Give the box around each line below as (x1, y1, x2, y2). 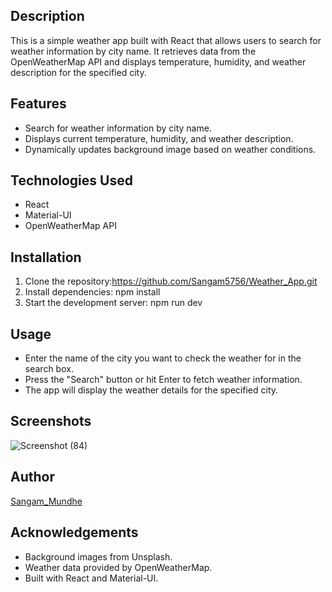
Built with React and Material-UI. (24, 572, 159, 584)
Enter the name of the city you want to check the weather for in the (24, 352, 302, 364)
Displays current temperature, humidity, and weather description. (24, 132, 294, 144)
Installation (10, 249, 82, 266)
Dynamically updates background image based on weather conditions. (24, 143, 317, 155)
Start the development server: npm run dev (24, 297, 203, 309)
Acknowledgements (10, 524, 139, 541)
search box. (24, 363, 74, 375)
